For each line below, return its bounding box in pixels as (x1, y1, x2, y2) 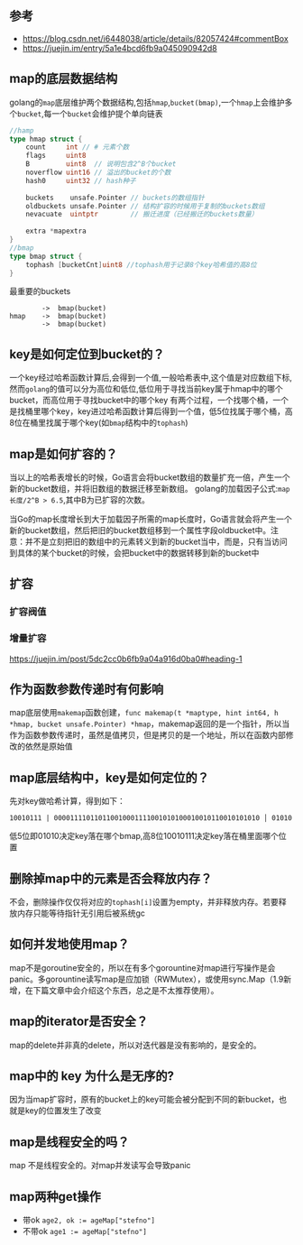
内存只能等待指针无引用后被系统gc (16, 908, 146, 918)
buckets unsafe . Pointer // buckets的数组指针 (25, 193, 205, 202)
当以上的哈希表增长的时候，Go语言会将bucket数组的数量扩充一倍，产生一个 (9, 472, 290, 483)
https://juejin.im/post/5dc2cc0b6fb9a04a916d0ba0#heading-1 (9, 653, 243, 664)
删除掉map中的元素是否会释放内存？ (9, 871, 213, 886)
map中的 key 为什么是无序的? (9, 1068, 174, 1084)
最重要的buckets (9, 286, 71, 297)
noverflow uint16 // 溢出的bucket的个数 (25, 168, 171, 177)
